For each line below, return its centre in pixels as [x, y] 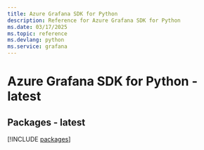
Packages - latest [46, 122]
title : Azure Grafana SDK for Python [63, 14]
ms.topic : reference [38, 33]
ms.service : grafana [38, 46]
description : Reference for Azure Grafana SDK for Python [94, 20]
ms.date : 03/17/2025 [38, 27]
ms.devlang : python [36, 40]
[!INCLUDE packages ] [39, 139]
